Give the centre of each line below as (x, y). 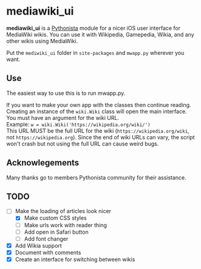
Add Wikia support (38, 245)
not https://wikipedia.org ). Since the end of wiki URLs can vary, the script (101, 137)
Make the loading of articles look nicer (63, 211)
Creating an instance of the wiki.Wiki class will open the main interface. (97, 111)
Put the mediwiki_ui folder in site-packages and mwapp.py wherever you (95, 52)
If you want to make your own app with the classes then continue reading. (99, 105)
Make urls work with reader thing (66, 225)
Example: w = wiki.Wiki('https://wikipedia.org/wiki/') (78, 124)
